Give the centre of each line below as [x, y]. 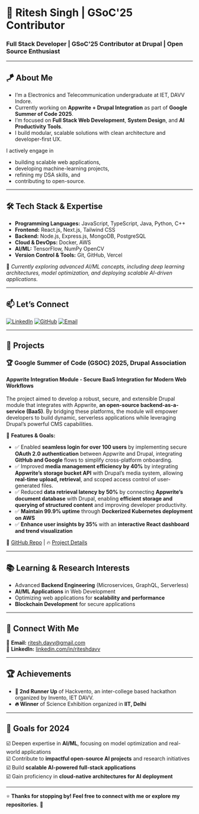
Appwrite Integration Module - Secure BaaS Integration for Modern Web [96, 379]
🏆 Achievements [39, 674]
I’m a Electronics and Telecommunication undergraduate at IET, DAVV [99, 95]
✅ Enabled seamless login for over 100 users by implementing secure [101, 447]
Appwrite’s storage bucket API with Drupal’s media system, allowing [99, 473]
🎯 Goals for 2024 [38, 729]
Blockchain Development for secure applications [75, 604]
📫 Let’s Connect [38, 304]
